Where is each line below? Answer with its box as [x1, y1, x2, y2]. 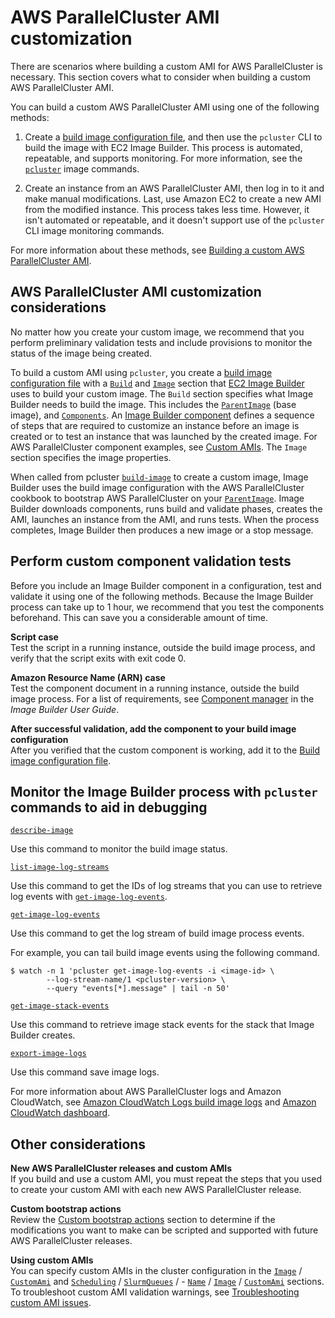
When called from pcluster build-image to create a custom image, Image [10, 471, 309, 483]
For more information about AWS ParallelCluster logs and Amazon [10, 1086, 282, 1098]
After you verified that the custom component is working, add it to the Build [10, 744, 321, 756]
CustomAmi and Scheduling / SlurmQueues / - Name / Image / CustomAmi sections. [10, 1276, 325, 1288]
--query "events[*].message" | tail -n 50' [46, 984, 230, 994]
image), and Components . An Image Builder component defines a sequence [10, 409, 315, 421]
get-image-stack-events [10, 1001, 110, 1011]
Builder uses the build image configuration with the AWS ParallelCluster [10, 481, 305, 493]
